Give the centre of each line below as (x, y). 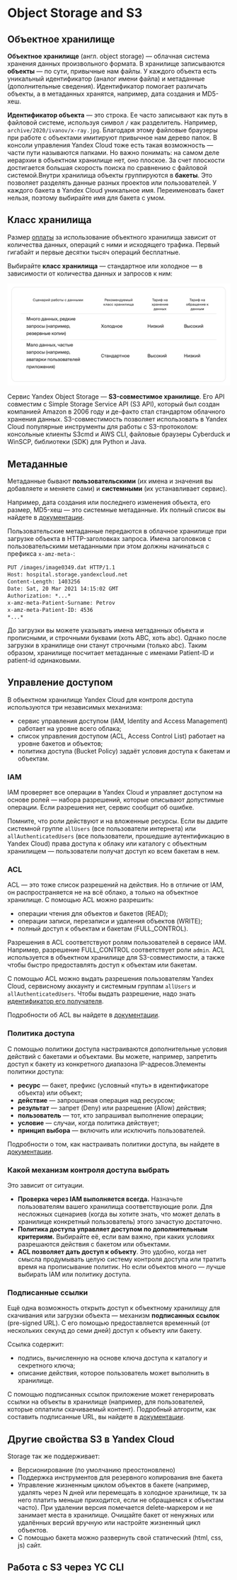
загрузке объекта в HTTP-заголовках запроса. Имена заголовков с (109, 538)
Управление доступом (60, 682)
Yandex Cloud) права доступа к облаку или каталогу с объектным (107, 843)
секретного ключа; (46, 1365)
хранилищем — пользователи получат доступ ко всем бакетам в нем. (114, 851)
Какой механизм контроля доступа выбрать (88, 1170)
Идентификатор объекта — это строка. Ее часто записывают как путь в (118, 115)
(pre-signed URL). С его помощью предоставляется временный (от (109, 1323)
